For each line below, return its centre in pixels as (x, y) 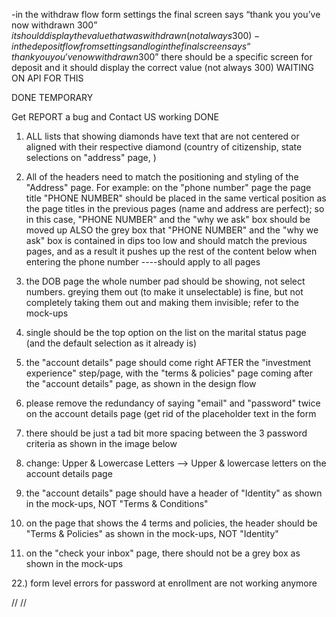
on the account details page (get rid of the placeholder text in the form (171, 413)
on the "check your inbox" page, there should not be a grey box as (163, 553)
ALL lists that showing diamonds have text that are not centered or (162, 136)
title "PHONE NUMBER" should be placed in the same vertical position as (176, 198)
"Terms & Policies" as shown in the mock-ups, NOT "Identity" (152, 533)
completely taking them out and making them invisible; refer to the (162, 302)
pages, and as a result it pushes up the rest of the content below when (171, 251)
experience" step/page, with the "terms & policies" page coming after (169, 373)
